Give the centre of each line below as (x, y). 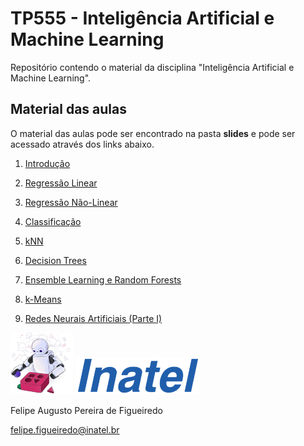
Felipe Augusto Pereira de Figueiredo (86, 410)
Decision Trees (55, 260)
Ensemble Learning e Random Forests (103, 279)
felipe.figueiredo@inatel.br (65, 429)
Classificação (53, 221)
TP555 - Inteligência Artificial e (142, 18)
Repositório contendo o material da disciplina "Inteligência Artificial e (152, 67)
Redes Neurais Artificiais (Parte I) (93, 318)
